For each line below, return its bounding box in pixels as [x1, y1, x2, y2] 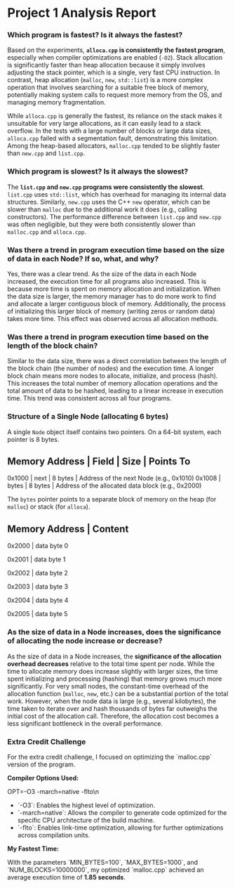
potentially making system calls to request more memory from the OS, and [7, 91, 222, 99]
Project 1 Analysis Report [7, 5, 156, 21]
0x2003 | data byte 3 [7, 582, 69, 591]
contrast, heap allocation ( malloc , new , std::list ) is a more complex [7, 76, 203, 84]
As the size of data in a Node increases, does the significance [7, 627, 222, 637]
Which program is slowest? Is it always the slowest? [7, 166, 189, 176]
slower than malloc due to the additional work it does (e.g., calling [7, 205, 198, 214]
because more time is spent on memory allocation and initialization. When [7, 285, 221, 293]
